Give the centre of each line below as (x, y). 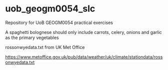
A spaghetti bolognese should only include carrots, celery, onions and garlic (84, 32)
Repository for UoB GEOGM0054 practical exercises (59, 22)
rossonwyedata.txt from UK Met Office (45, 47)
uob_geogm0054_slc (50, 9)
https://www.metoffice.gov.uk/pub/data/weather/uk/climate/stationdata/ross (84, 57)
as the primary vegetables (32, 37)
